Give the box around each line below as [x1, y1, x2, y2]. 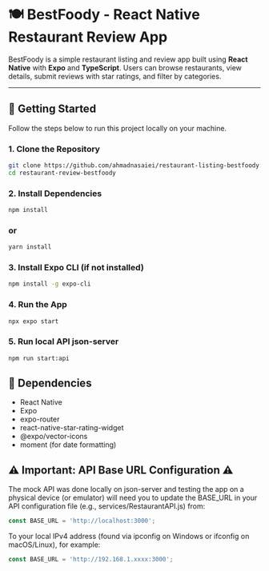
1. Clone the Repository [8, 143, 100, 154]
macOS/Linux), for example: [8, 540, 101, 549]
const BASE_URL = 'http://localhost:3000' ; [8, 517, 156, 525]
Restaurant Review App [8, 28, 168, 46]
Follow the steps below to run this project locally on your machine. [8, 123, 227, 133]
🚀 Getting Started [8, 102, 97, 116]
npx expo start [8, 317, 59, 325]
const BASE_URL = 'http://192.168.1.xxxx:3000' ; [8, 556, 174, 564]
